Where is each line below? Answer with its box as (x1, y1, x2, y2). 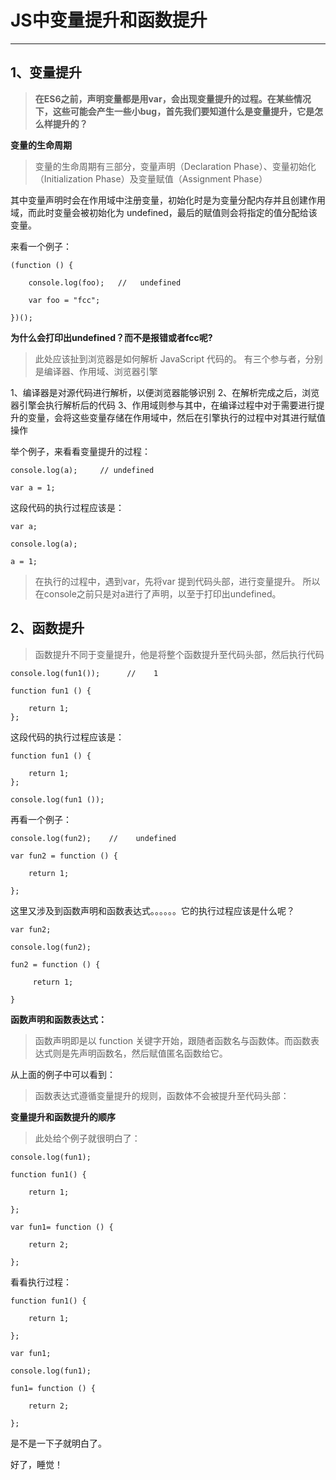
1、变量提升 (10, 64, 83, 81)
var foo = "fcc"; (28, 295, 101, 305)
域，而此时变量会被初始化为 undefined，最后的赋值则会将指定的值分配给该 (10, 206, 318, 218)
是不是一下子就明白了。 (10, 1437, 107, 1449)
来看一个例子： (10, 240, 72, 252)
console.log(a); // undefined (10, 465, 155, 475)
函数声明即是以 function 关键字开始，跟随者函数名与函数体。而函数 (34, 1034, 312, 1046)
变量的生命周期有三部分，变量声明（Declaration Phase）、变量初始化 (34, 160, 317, 172)
